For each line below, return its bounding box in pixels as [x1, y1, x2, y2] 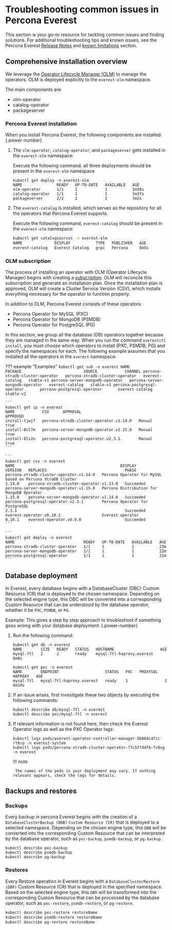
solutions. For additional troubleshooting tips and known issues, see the [5, 37, 157, 43]
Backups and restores [5, 787, 77, 795]
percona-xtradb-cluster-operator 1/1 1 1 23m [5, 544, 167, 549]
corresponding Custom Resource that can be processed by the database [5, 895, 160, 901]
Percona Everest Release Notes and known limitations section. [5, 42, 138, 48]
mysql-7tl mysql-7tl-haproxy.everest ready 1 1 [12, 678, 167, 684]
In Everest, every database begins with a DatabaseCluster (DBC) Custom [5, 585, 160, 591]
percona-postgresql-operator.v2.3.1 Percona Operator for [5, 499, 148, 504]
